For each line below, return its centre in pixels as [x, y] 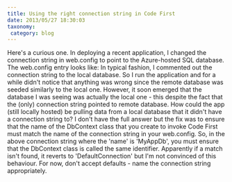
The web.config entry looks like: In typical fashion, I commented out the [110, 67]
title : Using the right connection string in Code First [91, 14]
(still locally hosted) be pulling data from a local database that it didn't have [115, 112]
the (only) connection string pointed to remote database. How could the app [116, 104]
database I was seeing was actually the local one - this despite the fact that [115, 97]
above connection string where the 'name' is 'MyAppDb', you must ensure [113, 141]
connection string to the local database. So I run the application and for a [112, 75]
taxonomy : [22, 26]
